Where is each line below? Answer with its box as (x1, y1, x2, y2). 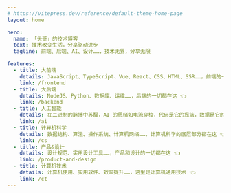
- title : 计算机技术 (13, 163, 67, 170)
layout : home (7, 16, 45, 23)
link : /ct (19, 175, 48, 182)
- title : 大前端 (13, 67, 57, 73)
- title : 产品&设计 (13, 144, 65, 150)
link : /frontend (19, 80, 67, 87)
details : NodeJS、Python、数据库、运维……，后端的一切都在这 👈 (19, 92, 187, 100)
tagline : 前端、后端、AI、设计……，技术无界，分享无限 (13, 48, 151, 55)
